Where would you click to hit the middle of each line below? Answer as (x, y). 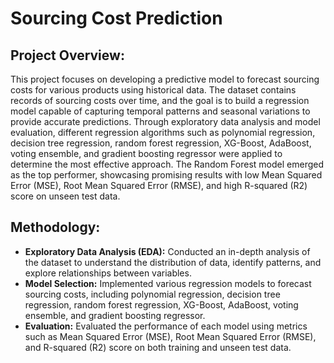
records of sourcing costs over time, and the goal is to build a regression (160, 100)
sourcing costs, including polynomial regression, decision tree (152, 294)
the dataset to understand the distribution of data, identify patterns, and (173, 262)
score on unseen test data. (65, 196)
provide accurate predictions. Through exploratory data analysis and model (165, 121)
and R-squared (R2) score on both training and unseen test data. (158, 347)
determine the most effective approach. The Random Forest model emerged (167, 164)
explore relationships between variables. (108, 273)
